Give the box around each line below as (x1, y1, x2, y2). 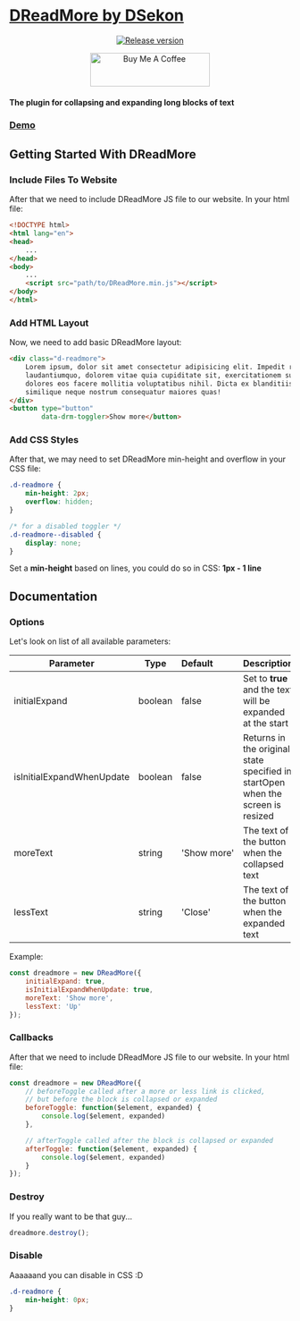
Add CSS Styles (9, 434, 79, 446)
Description (242, 657, 295, 670)
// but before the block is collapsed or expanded (25, 1095, 218, 1105)
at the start (242, 717, 288, 730)
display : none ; (25, 538, 82, 547)
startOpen (242, 776, 286, 789)
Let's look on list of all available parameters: (9, 636, 171, 647)
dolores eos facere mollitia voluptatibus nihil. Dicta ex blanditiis (25, 379, 294, 388)
